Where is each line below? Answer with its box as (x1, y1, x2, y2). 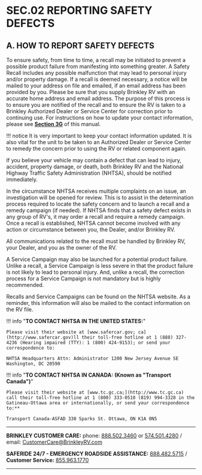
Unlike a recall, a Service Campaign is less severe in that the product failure (6, 262, 194, 269)
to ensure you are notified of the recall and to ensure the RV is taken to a (6, 101, 186, 109)
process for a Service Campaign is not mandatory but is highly (6, 275, 161, 282)
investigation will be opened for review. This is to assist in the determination (6, 194, 194, 201)
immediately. (6, 176, 38, 183)
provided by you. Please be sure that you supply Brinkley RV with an (6, 89, 176, 95)
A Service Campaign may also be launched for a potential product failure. (6, 256, 188, 263)
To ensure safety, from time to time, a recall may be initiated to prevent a (6, 57, 186, 63)
